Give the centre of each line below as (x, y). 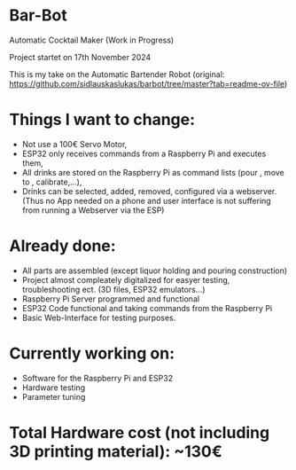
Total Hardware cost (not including (140, 432)
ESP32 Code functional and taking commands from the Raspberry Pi (147, 308)
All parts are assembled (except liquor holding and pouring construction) (155, 270)
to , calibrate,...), (52, 182)
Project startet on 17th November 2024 (80, 57)
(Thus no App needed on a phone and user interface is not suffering (147, 200)
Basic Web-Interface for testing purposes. (99, 317)
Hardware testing (54, 388)
